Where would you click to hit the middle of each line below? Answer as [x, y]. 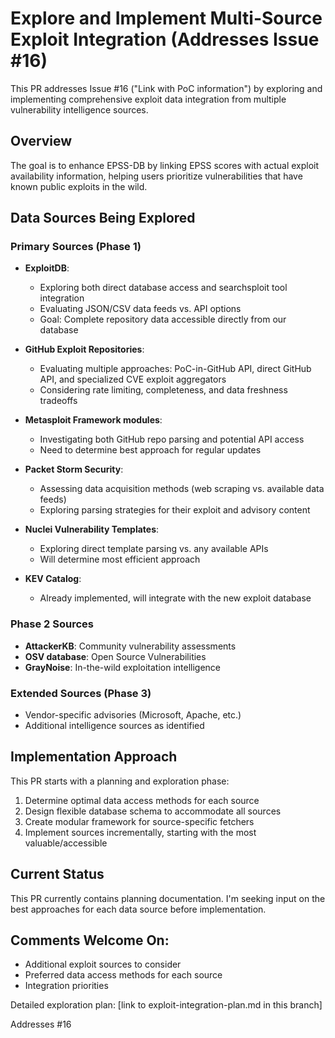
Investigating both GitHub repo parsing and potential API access [172, 439]
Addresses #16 [41, 1024]
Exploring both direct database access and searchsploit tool [163, 288]
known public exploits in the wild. [79, 186]
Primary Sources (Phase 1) [76, 247]
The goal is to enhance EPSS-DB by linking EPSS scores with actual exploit [165, 165]
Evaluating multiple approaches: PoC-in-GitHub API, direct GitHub [175, 369]
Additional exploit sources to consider [103, 964]
